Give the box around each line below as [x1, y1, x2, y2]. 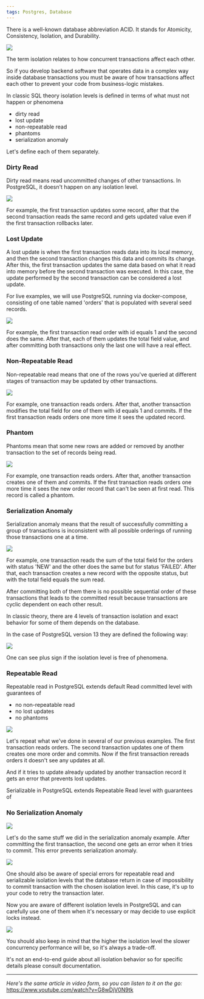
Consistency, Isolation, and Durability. [6, 32, 101, 40]
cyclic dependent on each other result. [6, 601, 103, 608]
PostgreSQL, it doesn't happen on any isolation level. [6, 183, 138, 191]
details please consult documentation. [6, 962, 102, 969]
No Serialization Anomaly [6, 808, 83, 817]
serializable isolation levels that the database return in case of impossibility [6, 876, 194, 883]
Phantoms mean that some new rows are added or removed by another [6, 442, 185, 449]
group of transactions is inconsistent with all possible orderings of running [6, 527, 192, 535]
